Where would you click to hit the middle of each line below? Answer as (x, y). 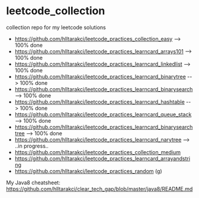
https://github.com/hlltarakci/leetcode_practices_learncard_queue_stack (103, 114)
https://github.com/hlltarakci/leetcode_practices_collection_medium (97, 152)
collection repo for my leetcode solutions (56, 27)
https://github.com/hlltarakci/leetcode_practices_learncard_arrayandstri (102, 158)
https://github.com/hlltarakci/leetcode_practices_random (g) (88, 171)
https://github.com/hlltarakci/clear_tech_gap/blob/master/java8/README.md (99, 189)
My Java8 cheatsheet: (33, 183)
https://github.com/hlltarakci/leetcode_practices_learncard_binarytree (100, 76)
